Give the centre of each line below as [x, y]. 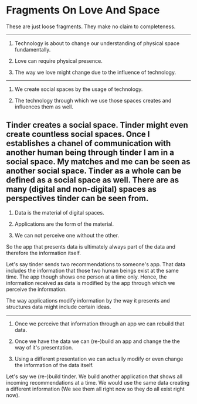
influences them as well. [44, 107]
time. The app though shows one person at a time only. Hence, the [86, 277]
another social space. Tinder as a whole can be [94, 171]
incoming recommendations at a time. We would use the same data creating [98, 382]
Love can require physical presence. [58, 61]
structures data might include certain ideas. [59, 307]
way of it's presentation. [44, 347]
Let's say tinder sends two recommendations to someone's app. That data [96, 264]
